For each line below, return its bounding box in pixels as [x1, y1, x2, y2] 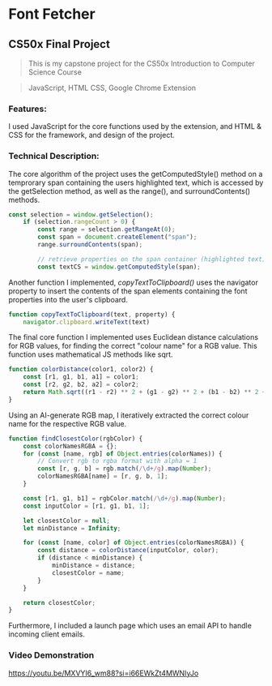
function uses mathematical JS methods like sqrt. [8, 349, 173, 359]
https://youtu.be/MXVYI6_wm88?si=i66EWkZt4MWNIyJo [8, 668, 199, 678]
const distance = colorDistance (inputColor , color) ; [37, 547, 219, 555]
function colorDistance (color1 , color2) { [8, 366, 154, 374]
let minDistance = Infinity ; [23, 524, 121, 532]
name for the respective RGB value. [8, 418, 127, 428]
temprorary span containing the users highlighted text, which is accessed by [8, 178, 264, 187]
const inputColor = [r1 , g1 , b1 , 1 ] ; [23, 502, 151, 510]
